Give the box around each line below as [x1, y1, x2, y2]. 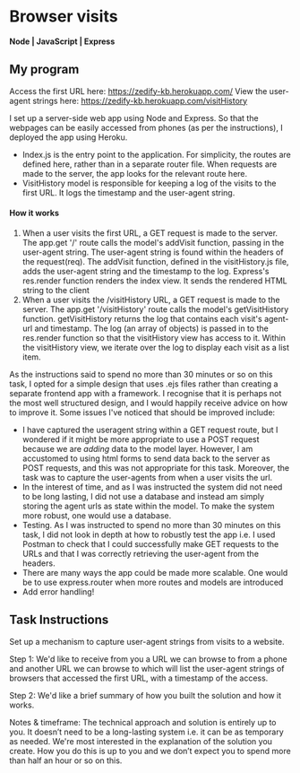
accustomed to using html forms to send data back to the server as [21, 453, 270, 464]
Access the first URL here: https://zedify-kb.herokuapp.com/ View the [9, 85, 268, 96]
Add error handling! [21, 586, 95, 597]
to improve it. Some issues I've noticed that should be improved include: [9, 406, 276, 418]
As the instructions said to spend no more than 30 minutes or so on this [9, 369, 273, 379]
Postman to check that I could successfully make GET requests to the [21, 538, 279, 549]
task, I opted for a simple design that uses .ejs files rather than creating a [9, 378, 279, 389]
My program [9, 62, 80, 77]
